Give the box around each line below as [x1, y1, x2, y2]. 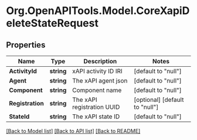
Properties [6, 40, 46, 50]
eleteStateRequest [6, 16, 98, 30]
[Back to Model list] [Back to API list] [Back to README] [6, 128, 141, 134]
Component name [72, 86, 122, 94]
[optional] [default [134, 95, 184, 104]
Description [83, 57, 117, 65]
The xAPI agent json [72, 77, 128, 84]
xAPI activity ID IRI [72, 67, 123, 75]
